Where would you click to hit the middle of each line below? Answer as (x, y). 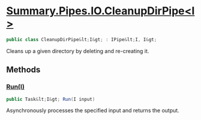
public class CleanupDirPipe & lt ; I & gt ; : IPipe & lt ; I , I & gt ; (82, 39)
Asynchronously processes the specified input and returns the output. (93, 110)
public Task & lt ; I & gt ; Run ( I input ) (51, 99)
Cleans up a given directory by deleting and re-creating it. (78, 51)
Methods (23, 70)
